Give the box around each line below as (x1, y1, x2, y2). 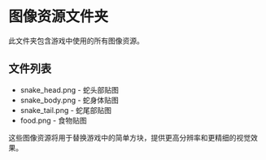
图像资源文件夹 (8, 7, 109, 26)
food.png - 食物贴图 (20, 115, 87, 125)
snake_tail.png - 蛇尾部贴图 (20, 105, 112, 115)
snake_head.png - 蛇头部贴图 (20, 84, 120, 94)
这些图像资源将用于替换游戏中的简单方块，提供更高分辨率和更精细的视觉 (8, 132, 251, 142)
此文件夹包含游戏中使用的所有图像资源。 (8, 36, 144, 45)
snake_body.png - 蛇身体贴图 (20, 95, 120, 105)
